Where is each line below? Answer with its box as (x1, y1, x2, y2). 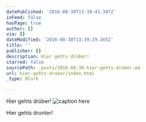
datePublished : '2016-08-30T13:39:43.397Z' (6, 8, 117, 15)
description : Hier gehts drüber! (6, 53, 90, 59)
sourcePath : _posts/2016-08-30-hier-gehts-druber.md (6, 64, 141, 71)
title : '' (6, 43, 31, 49)
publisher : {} (6, 48, 42, 54)
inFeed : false (6, 14, 42, 20)
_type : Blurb (6, 76, 39, 82)
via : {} (6, 31, 26, 37)
